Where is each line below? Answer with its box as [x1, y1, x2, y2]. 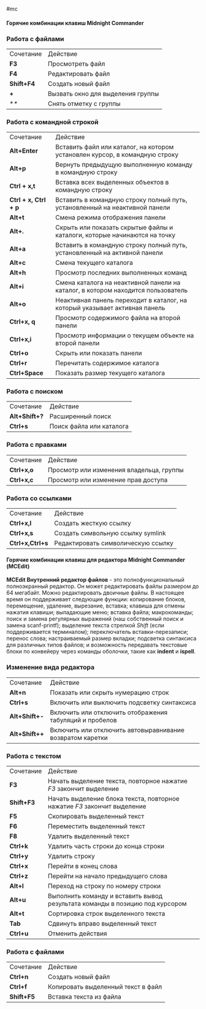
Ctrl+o [9, 349, 29, 357]
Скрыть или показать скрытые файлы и [55, 223, 174, 232]
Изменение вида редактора [6, 663, 95, 672]
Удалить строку [48, 851, 95, 860]
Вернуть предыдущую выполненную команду [55, 161, 193, 169]
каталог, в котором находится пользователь [55, 286, 188, 295]
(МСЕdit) [6, 562, 30, 569]
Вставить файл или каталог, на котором [55, 143, 174, 151]
